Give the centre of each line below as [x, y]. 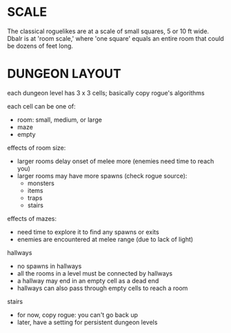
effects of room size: [37, 148]
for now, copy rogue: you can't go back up [78, 314]
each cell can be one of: [41, 106]
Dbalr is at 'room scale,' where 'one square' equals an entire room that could [115, 38]
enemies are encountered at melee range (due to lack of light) [105, 239]
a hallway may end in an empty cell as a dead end [88, 280]
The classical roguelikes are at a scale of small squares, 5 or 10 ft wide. [108, 31]
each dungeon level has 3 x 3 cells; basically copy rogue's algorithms [106, 93]
